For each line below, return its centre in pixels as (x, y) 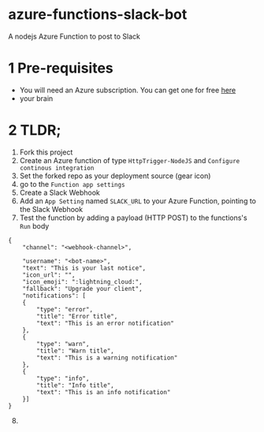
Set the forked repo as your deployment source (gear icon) (115, 176)
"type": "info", (63, 378)
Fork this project (46, 152)
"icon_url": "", (49, 275)
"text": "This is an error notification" (106, 323)
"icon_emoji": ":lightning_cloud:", (83, 281)
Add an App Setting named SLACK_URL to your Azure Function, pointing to (138, 201)
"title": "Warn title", (75, 351)
